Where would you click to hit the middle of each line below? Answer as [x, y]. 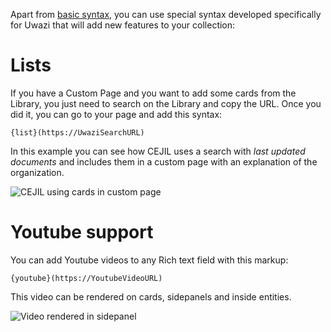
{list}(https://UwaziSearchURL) [77, 132]
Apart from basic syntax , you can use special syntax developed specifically [166, 14]
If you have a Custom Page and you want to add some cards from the [153, 93]
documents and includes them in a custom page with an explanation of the [164, 161]
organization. [37, 172]
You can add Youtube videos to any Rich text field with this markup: [149, 260]
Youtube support [82, 232]
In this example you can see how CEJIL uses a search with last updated [158, 151]
